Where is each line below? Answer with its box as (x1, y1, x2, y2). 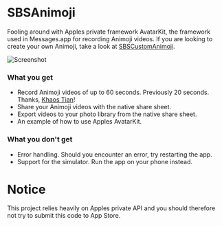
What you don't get (7, 135, 73, 144)
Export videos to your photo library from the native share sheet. (16, 110, 197, 118)
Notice (7, 181, 46, 197)
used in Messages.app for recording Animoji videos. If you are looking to (7, 34, 213, 43)
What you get (7, 72, 54, 82)
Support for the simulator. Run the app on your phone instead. (16, 157, 193, 166)
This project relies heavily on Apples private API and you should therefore (7, 204, 216, 212)
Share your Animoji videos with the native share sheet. (16, 103, 172, 111)
